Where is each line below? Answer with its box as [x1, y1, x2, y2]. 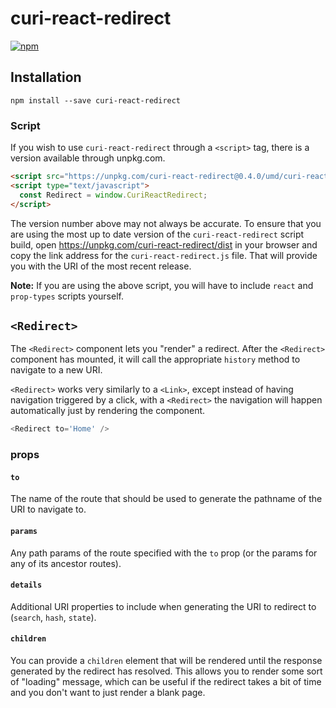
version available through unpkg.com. [10, 152, 166, 164]
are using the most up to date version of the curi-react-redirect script [10, 228, 305, 240]
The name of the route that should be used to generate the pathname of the [10, 493, 323, 505]
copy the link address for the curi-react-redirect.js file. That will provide [10, 249, 318, 261]
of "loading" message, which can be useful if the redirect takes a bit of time [10, 675, 322, 687]
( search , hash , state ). [10, 611, 97, 623]
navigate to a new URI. [10, 364, 103, 376]
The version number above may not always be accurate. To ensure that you [10, 217, 322, 229]
